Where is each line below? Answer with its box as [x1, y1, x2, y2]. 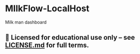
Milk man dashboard [5, 19, 47, 25]
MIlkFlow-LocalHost [5, 3, 90, 14]
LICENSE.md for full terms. [5, 41, 89, 50]
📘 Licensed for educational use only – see [5, 33, 135, 42]
